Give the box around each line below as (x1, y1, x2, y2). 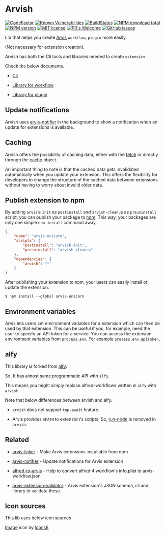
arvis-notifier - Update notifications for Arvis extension (12, 458, 124, 464)
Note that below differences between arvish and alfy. (5, 397, 112, 403)
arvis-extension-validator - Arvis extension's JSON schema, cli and (12, 482, 149, 488)
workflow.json (12, 473, 41, 479)
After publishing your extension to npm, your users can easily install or (5, 279, 148, 285)
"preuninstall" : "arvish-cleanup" (23, 247, 93, 252)
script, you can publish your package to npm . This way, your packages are (5, 214, 156, 220)
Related (5, 436, 29, 444)
